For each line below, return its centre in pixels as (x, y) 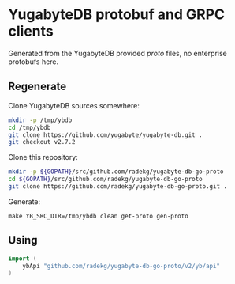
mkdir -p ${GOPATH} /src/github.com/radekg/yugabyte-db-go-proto (116, 172)
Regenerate (37, 87)
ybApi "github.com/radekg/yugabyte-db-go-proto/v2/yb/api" (121, 266)
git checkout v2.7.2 (42, 142)
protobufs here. (34, 62)
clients (31, 31)
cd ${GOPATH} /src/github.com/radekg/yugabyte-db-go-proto (105, 180)
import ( (22, 259)
